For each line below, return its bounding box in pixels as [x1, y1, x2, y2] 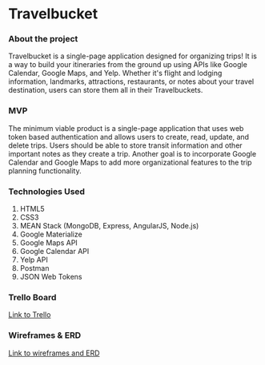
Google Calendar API [19, 247, 90, 256]
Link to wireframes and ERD [8, 348, 100, 358]
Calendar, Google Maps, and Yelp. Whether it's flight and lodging [8, 69, 223, 78]
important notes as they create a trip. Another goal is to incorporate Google [8, 149, 257, 158]
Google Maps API [19, 238, 78, 248]
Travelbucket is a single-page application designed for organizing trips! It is [8, 51, 258, 61]
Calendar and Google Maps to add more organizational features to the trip [8, 157, 252, 167]
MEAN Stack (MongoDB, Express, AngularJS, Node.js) [19, 221, 199, 231]
